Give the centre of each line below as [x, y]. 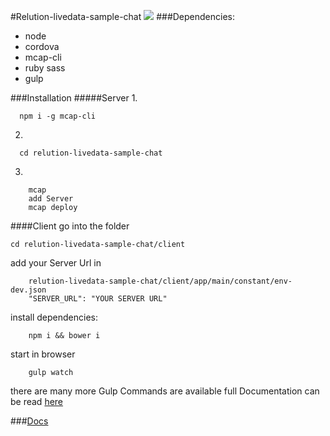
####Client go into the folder [70, 226]
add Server [51, 199]
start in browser [43, 354]
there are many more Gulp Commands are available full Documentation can [165, 391]
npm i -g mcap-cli [58, 116]
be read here [37, 401]
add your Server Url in [56, 263]
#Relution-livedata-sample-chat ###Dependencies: [123, 16]
